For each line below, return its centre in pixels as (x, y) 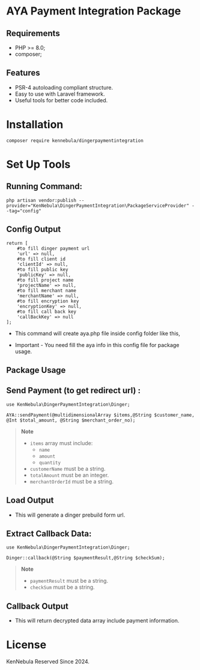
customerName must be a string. (68, 469)
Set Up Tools (38, 164)
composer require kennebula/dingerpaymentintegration (75, 140)
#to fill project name (45, 280)
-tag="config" (24, 211)
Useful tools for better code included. (61, 100)
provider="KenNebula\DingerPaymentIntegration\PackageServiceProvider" (98, 206)
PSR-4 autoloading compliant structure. (64, 87)
